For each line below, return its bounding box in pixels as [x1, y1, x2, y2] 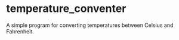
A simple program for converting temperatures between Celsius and [6, 21, 174, 29]
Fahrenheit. [6, 27, 34, 35]
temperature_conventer [6, 2, 126, 16]
